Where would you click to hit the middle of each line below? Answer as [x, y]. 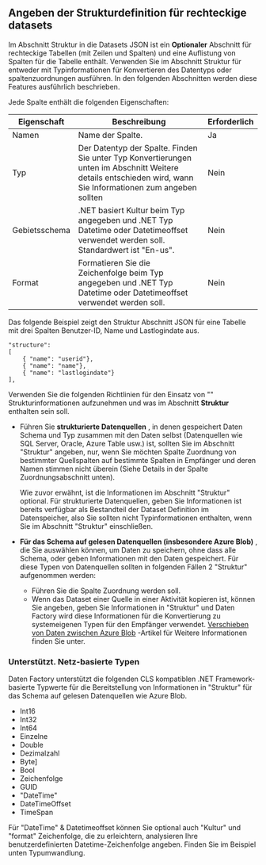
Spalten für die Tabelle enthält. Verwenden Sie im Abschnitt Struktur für [125, 61]
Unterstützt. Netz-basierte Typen [74, 661]
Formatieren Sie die [114, 262]
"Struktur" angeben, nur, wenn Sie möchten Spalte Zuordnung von [128, 452]
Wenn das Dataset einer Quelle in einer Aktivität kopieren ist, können [143, 599]
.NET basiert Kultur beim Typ [131, 210]
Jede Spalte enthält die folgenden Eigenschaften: [89, 101]
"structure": [30, 345]
